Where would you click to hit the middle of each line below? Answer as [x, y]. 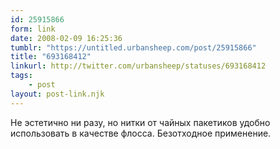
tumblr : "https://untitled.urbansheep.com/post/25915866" [133, 47]
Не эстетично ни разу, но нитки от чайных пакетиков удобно [140, 122]
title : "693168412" [51, 57]
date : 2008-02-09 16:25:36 [66, 38]
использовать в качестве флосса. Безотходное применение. [141, 133]
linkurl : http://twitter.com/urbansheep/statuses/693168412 [138, 66]
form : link [33, 29]
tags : [21, 76]
